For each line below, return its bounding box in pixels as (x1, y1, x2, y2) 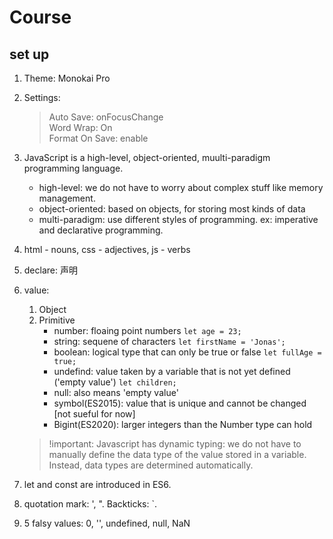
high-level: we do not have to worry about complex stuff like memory (38, 182, 324, 193)
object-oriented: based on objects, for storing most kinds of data (38, 203, 306, 215)
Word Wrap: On (48, 122, 113, 133)
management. (38, 192, 96, 204)
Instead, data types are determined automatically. (48, 459, 254, 471)
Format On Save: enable (48, 132, 149, 144)
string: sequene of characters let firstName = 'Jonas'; (53, 336, 286, 347)
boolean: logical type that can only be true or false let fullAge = (53, 346, 322, 358)
